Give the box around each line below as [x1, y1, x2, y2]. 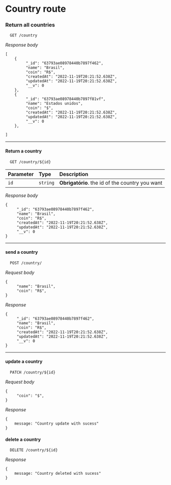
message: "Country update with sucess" [14, 421, 99, 426]
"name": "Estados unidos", [25, 101, 83, 106]
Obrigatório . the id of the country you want [59, 179, 163, 186]
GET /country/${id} [10, 159, 51, 164]
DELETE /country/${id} [10, 448, 58, 453]
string [38, 180, 55, 186]
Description [59, 170, 89, 178]
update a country [5, 359, 43, 365]
